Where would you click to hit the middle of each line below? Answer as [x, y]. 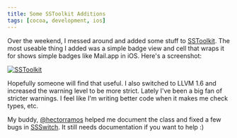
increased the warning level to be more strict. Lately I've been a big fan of [115, 91]
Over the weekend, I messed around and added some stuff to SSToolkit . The [118, 40]
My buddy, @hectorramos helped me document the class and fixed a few [114, 119]
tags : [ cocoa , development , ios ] [57, 21]
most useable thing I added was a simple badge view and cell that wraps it [116, 48]
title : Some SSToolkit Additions [57, 14]
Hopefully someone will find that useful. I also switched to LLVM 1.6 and [112, 83]
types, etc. [23, 105]
